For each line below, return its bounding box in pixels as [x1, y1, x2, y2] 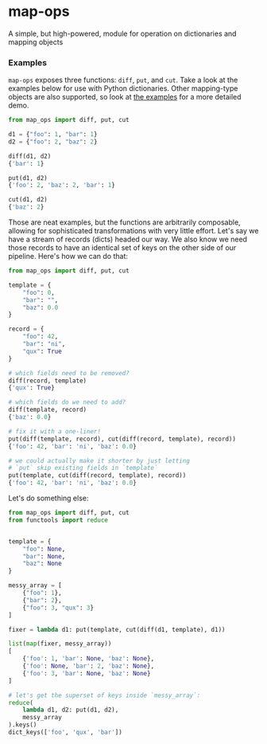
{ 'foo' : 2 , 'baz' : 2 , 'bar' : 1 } [8, 182, 115, 190]
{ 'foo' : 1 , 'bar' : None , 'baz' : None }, [22, 655, 155, 663]
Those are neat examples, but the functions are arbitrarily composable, [8, 217, 241, 227]
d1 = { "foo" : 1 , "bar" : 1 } [8, 131, 98, 139]
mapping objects [8, 37, 64, 46]
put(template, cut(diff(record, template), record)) [8, 472, 187, 480]
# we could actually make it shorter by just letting [8, 456, 191, 464]
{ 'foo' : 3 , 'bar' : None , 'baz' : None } [22, 669, 151, 677]
